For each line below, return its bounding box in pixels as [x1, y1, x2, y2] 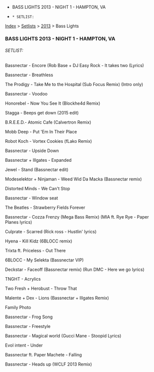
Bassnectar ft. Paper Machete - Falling [5, 352, 82, 358]
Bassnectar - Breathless [5, 72, 53, 78]
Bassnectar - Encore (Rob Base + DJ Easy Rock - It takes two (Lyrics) [5, 63, 144, 68]
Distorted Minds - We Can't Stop [5, 186, 70, 192]
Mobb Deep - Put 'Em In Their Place [5, 129, 77, 135]
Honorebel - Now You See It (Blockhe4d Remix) [5, 100, 101, 107]
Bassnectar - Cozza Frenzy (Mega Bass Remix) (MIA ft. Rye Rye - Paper [5, 214, 149, 220]
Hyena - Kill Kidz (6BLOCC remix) [5, 238, 72, 244]
